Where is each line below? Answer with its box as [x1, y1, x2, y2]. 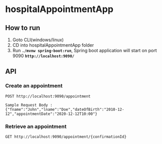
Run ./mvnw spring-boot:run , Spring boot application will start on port [12, 48, 157, 53]
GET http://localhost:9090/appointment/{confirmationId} [5, 134, 127, 139]
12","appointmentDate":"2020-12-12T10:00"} [5, 111, 98, 116]
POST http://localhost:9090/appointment [5, 94, 91, 99]
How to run [5, 24, 41, 32]
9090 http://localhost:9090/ [12, 53, 75, 59]
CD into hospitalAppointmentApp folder [12, 42, 94, 48]
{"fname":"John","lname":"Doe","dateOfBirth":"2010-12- [5, 107, 124, 112]
